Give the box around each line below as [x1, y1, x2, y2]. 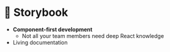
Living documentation [12, 39, 68, 46]
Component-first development [12, 26, 93, 33]
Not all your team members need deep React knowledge [21, 32, 164, 39]
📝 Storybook [4, 6, 68, 20]
